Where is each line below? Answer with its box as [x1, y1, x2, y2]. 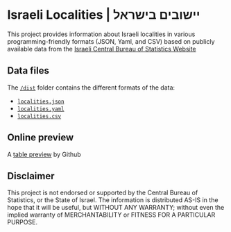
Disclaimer [7, 170, 55, 182]
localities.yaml [17, 105, 65, 113]
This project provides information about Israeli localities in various [7, 30, 196, 38]
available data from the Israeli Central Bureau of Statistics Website [7, 44, 196, 53]
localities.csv [17, 113, 62, 119]
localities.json [17, 98, 65, 105]
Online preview [7, 132, 74, 144]
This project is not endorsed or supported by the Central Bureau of [7, 188, 198, 197]
